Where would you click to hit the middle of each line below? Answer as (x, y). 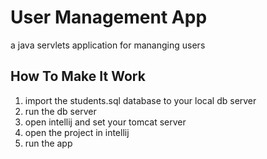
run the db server (60, 111)
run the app (48, 143)
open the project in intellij (77, 132)
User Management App (109, 17)
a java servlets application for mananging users (108, 45)
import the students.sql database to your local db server (140, 100)
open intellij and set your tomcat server (105, 122)
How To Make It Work (78, 76)
